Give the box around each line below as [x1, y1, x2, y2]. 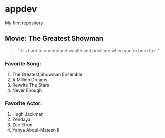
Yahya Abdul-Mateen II [12, 127, 60, 133]
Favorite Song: [5, 60, 41, 67]
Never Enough [12, 87, 42, 93]
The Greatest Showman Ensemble [12, 71, 83, 78]
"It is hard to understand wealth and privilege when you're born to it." [17, 47, 160, 53]
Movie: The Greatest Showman [5, 34, 104, 43]
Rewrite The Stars [12, 82, 49, 88]
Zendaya [12, 116, 31, 123]
